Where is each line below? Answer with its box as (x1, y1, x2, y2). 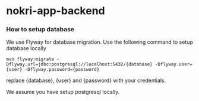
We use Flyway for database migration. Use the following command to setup (6, 38, 193, 45)
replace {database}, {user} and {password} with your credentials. (6, 77, 166, 84)
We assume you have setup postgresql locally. (6, 89, 120, 96)
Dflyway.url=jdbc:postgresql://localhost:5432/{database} (6, 61, 153, 67)
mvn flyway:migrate (6, 56, 55, 63)
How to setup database (6, 25, 75, 34)
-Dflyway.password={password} (24, 67, 100, 73)
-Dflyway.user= (154, 61, 193, 67)
